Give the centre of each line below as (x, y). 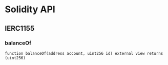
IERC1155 (20, 28)
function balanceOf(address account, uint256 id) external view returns (84, 53)
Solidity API (30, 9)
